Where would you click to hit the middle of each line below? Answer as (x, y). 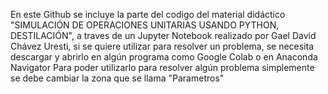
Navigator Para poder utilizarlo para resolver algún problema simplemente (162, 67)
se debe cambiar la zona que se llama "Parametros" (117, 78)
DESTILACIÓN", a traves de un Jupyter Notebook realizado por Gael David (163, 35)
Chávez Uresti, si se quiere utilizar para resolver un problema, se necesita (162, 46)
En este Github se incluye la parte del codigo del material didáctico (148, 14)
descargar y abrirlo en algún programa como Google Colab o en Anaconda (164, 57)
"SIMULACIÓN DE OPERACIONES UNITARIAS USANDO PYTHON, (145, 25)
